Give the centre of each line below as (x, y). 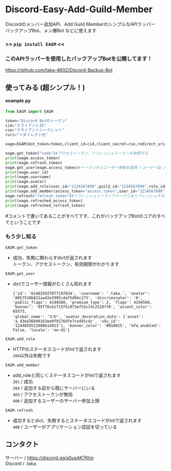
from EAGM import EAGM (29, 111)
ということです (25, 222)
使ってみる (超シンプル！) (45, 87)
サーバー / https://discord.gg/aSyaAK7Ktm (50, 458)
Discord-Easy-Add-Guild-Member (79, 9)
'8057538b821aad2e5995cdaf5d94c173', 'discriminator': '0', (78, 298)
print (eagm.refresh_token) (34, 163)
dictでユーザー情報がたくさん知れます (52, 283)
